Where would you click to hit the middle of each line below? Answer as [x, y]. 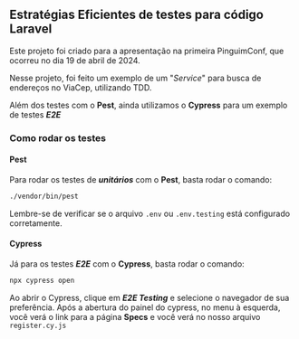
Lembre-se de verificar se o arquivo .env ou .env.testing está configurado [150, 213]
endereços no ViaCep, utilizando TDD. [81, 87]
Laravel [31, 29]
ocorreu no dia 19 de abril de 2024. [75, 60]
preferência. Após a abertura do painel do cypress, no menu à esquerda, [145, 307]
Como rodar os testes [58, 137]
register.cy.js [38, 325]
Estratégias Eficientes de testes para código [137, 15]
